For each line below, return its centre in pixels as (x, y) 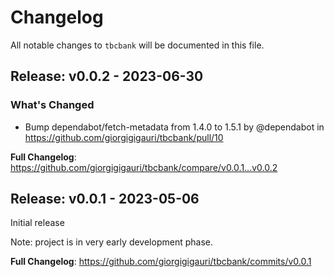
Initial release (37, 223)
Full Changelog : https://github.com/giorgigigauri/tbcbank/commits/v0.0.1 (161, 262)
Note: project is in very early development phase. (111, 242)
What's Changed (52, 105)
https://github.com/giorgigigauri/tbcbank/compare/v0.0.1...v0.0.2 (144, 167)
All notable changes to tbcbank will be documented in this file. (137, 45)
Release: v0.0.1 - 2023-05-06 (105, 199)
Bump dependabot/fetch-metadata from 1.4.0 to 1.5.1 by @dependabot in (174, 127)
